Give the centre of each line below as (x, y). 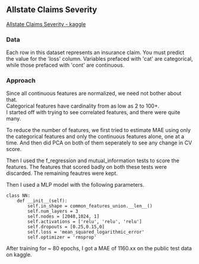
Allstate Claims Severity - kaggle (46, 24)
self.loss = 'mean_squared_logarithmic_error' (86, 232)
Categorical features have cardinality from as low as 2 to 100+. (83, 106)
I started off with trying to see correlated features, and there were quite (93, 112)
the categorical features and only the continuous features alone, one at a (95, 137)
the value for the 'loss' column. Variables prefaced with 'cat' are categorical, (99, 59)
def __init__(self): (42, 201)
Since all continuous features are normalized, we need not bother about (94, 93)
